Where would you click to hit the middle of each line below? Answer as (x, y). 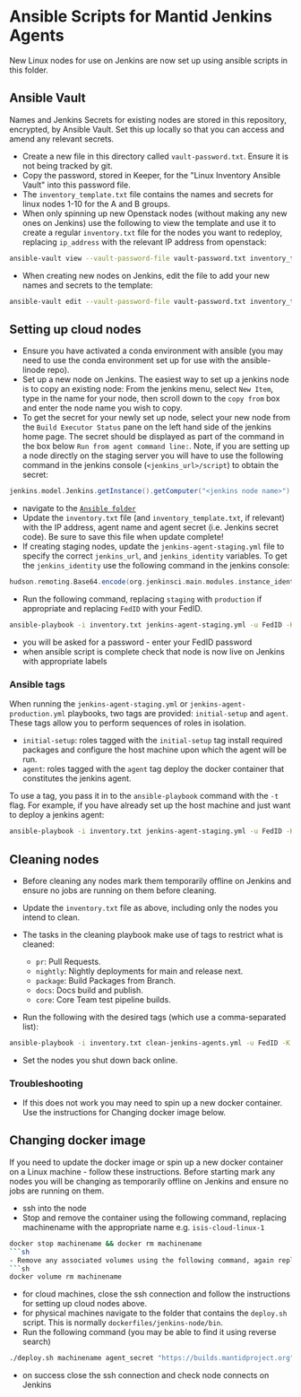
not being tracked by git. (68, 165)
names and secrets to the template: (87, 285)
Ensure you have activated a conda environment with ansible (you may (153, 351)
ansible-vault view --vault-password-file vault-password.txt (128, 258)
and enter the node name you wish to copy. (102, 408)
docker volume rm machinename (66, 1277)
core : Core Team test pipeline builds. (103, 999)
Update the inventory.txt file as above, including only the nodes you (150, 907)
